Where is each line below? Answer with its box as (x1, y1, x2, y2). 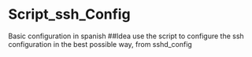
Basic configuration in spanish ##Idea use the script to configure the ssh (8, 31, 244, 41)
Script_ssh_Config (8, 5, 132, 23)
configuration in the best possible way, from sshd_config (8, 39, 193, 48)
